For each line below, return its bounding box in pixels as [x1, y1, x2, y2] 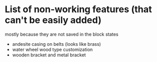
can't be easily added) [5, 14, 102, 26]
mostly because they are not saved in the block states [5, 31, 119, 37]
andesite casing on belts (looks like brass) [12, 41, 101, 47]
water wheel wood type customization [12, 46, 93, 52]
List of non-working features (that [5, 4, 152, 15]
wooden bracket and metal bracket [12, 52, 86, 58]
